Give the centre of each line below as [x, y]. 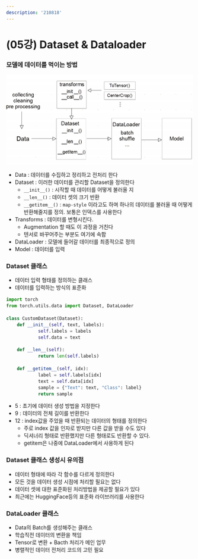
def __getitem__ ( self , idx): [53, 369]
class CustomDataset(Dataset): [45, 318]
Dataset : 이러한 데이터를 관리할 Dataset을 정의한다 [74, 182]
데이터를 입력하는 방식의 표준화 [50, 288]
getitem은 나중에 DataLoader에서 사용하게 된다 [79, 443]
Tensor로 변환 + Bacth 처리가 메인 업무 [60, 542]
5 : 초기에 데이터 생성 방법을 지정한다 [57, 406]
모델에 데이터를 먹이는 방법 [42, 64]
